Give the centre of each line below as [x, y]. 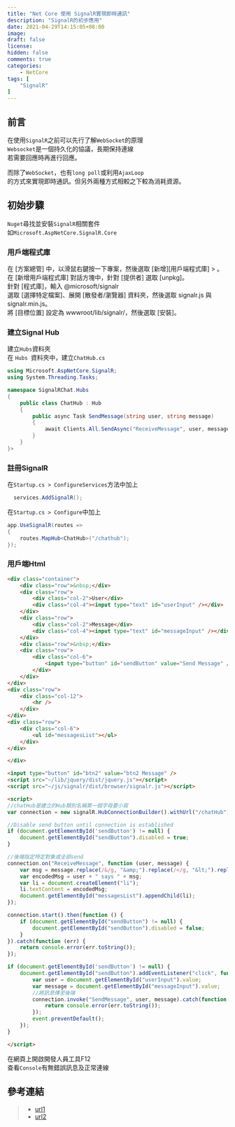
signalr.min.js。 [29, 304]
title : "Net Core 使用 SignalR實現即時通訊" [69, 14]
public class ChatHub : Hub [60, 403]
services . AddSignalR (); [48, 498]
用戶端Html [26, 564]
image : [17, 33]
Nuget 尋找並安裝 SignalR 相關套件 [54, 223]
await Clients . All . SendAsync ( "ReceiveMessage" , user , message [137, 429]
